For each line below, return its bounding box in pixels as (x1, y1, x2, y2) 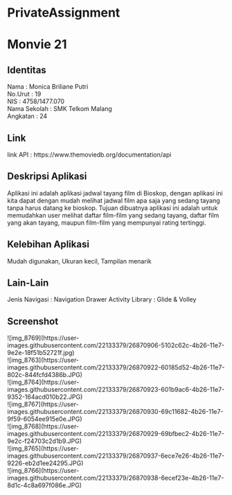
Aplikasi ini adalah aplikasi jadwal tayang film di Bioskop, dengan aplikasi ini (7, 189, 223, 197)
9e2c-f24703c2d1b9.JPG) (7, 437, 82, 445)
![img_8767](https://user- (7, 400, 79, 408)
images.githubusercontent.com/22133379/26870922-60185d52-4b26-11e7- (7, 363, 225, 372)
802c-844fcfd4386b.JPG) (7, 371, 83, 379)
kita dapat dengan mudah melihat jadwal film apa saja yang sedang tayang (7, 196, 220, 205)
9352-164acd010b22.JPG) (7, 393, 83, 401)
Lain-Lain (7, 277, 49, 289)
